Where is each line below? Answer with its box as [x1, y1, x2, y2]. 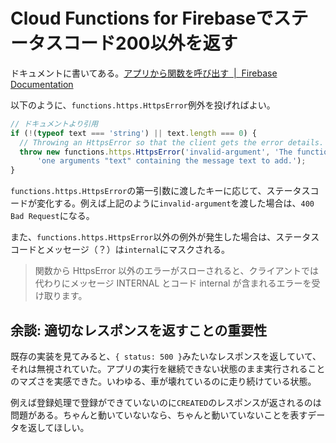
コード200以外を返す [63, 32, 238, 55]
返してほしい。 [27, 422, 90, 433]
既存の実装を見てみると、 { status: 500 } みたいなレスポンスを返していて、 [10, 350, 322, 362]
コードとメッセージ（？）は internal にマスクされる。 [10, 244, 231, 256]
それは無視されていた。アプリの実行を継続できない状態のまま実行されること [10, 363, 326, 374]
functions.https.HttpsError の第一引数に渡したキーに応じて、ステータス [10, 185, 311, 197]
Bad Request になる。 [10, 210, 95, 222]
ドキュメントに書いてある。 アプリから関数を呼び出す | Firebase [10, 67, 278, 79]
